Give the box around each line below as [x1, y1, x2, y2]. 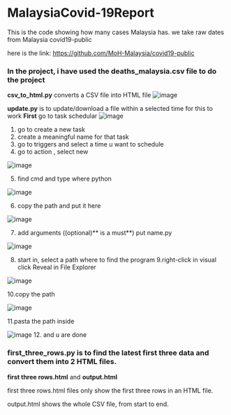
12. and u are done [33, 331, 87, 339]
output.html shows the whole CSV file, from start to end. [7, 400, 169, 408]
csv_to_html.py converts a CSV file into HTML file [7, 91, 151, 99]
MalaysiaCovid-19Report [7, 5, 155, 21]
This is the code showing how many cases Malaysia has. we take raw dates [7, 28, 225, 36]
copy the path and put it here [17, 202, 101, 210]
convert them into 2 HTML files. [7, 357, 117, 367]
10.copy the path [7, 290, 56, 299]
